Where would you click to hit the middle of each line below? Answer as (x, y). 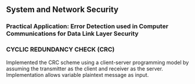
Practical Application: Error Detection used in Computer (87, 26)
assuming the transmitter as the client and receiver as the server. (85, 68)
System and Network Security (62, 10)
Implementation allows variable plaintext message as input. (78, 75)
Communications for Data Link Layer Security (73, 33)
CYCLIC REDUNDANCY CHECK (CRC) (60, 49)
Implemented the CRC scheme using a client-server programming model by (97, 62)
